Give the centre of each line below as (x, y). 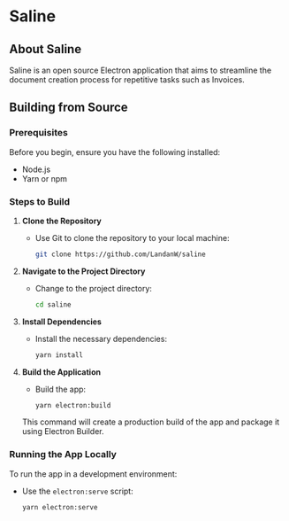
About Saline (46, 49)
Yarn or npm (45, 178)
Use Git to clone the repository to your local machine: (132, 237)
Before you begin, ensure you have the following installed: (115, 152)
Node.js (36, 169)
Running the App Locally (63, 455)
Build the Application (61, 372)
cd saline (53, 304)
